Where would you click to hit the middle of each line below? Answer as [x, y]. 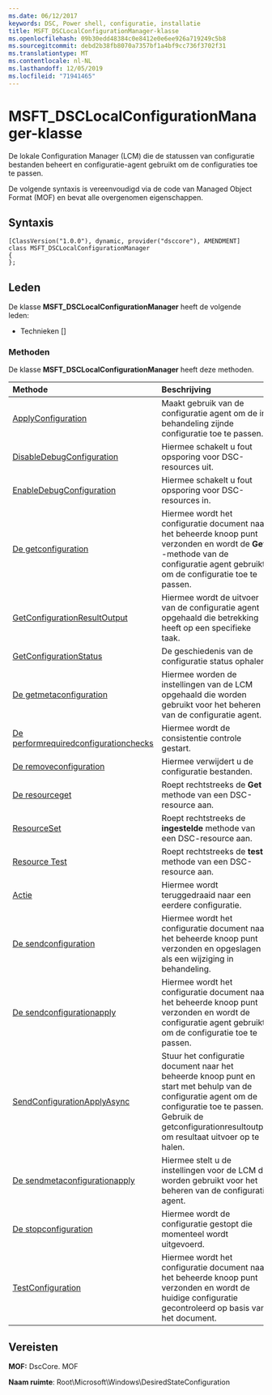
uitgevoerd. [183, 1244]
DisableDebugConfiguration [66, 457]
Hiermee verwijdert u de [207, 762]
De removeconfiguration [59, 767]
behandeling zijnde [198, 423]
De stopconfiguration [53, 1229]
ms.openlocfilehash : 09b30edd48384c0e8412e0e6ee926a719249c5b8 [117, 38]
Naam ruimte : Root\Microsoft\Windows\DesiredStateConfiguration [119, 1382]
